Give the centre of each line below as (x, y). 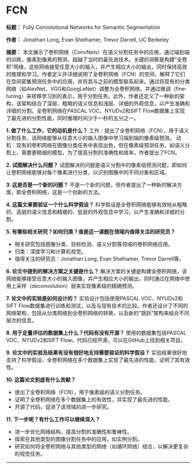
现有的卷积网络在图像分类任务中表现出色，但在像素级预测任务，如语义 (100, 145)
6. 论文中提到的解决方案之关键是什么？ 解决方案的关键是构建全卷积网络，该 (97, 271)
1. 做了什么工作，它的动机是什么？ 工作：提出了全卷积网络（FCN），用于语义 (98, 130)
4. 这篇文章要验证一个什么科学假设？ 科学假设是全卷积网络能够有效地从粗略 (97, 204)
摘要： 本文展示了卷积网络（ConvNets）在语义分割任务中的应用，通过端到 (95, 52)
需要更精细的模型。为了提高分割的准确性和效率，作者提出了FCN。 (101, 152)
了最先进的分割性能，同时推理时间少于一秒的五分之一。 (72, 118)
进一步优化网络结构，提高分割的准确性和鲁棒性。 (73, 431)
